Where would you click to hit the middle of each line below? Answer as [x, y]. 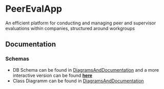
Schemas [17, 59]
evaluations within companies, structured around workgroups [70, 28]
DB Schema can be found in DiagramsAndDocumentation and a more [86, 70]
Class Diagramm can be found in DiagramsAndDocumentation [78, 81]
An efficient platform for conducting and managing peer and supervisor [81, 23]
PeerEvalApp [34, 9]
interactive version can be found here [53, 75]
